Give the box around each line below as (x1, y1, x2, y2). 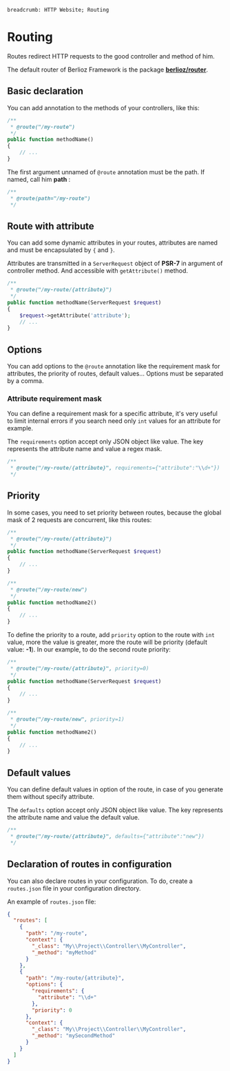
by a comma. (7, 377, 44, 385)
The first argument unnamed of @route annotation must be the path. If (7, 167, 205, 176)
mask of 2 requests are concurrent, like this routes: (7, 515, 152, 523)
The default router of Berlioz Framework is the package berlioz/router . (7, 65, 209, 74)
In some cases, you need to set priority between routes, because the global (7, 508, 222, 517)
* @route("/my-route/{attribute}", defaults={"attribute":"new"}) (10, 833, 205, 840)
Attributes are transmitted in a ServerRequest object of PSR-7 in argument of (7, 259, 223, 268)
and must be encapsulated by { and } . (7, 246, 115, 254)
